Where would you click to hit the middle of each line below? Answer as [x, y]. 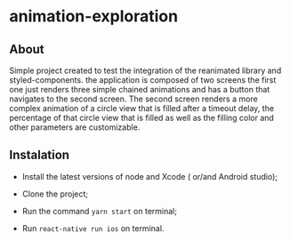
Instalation [39, 155]
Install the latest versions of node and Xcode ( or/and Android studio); [150, 176]
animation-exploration [94, 16]
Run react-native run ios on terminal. [93, 228]
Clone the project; [55, 194]
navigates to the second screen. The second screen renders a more [133, 99]
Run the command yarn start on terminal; [100, 211]
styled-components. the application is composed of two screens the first [143, 80]
